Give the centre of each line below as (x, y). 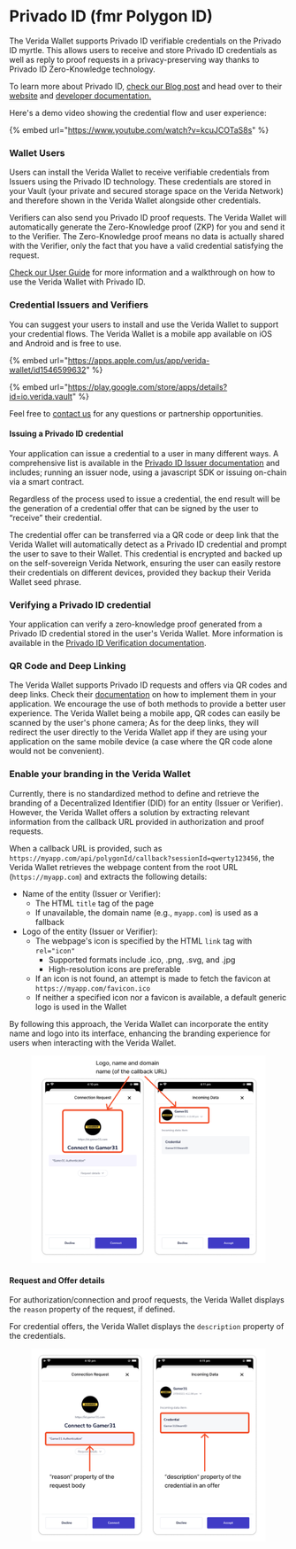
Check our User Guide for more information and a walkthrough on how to (142, 273)
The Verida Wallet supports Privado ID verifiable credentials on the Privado (145, 41)
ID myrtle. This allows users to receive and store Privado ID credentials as (143, 50)
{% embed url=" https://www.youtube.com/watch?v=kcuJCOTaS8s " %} (139, 129)
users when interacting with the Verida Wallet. (93, 1042)
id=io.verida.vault (41, 396)
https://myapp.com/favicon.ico (93, 989)
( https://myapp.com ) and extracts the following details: (108, 876)
